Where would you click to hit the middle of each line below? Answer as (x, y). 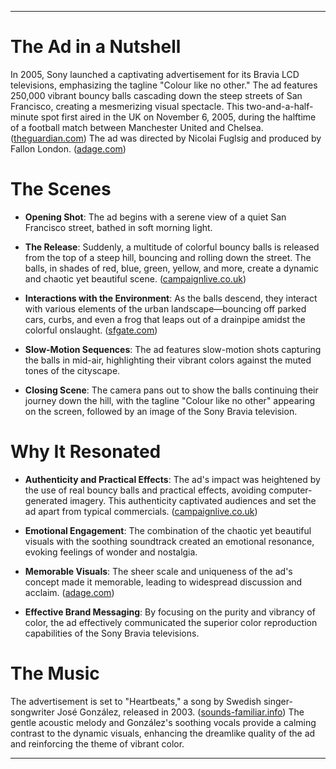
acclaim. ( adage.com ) (69, 592)
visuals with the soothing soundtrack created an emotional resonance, (169, 541)
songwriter (32, 712)
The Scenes (61, 189)
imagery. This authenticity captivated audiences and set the (193, 500)
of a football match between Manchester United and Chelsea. (137, 127)
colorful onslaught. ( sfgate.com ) (91, 330)
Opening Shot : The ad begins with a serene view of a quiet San (155, 217)
